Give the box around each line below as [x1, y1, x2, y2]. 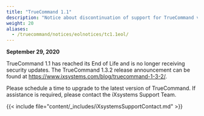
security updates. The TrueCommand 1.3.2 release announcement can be [6, 66, 190, 73]
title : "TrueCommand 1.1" [6, 9, 72, 15]
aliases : [6, 26, 29, 32]
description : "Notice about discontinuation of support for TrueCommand [6, 15, 194, 21]
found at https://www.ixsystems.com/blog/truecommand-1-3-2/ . [6, 73, 168, 80]
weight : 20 [6, 20, 34, 26]
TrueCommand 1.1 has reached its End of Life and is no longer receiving [6, 60, 185, 67]
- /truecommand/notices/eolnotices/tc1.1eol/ [12, 32, 129, 38]
